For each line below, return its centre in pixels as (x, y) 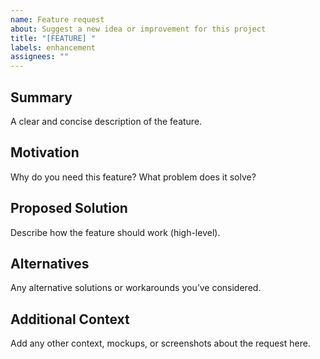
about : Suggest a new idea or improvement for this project (138, 29)
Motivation (45, 152)
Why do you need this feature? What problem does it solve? (133, 177)
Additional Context (70, 319)
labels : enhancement (53, 47)
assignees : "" (40, 57)
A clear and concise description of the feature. (106, 121)
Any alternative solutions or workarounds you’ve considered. (136, 288)
